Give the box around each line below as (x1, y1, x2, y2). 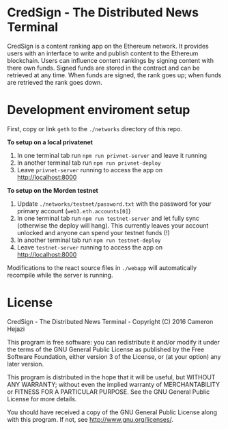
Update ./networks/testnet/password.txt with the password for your (16, 200, 212, 208)
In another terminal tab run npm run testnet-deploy (16, 236, 162, 244)
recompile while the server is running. (7, 271, 113, 279)
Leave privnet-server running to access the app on (16, 165, 162, 174)
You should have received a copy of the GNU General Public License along (7, 408, 217, 416)
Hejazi (7, 325, 25, 333)
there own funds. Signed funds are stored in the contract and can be (7, 64, 200, 72)
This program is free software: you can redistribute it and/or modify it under (7, 338, 220, 346)
